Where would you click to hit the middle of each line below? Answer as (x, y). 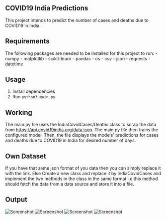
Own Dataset (26, 156)
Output (16, 200)
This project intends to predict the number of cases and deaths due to (77, 20)
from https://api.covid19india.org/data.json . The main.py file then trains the (82, 130)
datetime (14, 64)
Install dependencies (34, 91)
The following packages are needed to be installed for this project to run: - (81, 53)
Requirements (27, 41)
